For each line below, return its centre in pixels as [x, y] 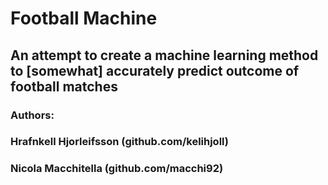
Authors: [32, 115]
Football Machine [84, 18]
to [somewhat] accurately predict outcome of [155, 70]
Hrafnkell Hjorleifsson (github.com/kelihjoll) [119, 142]
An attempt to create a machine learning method [164, 55]
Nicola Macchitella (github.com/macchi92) [117, 169]
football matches [64, 86]
